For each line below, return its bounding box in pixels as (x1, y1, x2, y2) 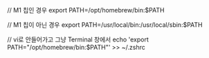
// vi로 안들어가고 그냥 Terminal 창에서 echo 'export (7, 35, 149, 43)
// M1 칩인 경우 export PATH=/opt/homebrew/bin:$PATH (7, 6, 165, 14)
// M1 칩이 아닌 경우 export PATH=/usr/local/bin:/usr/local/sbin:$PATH (7, 21, 203, 29)
